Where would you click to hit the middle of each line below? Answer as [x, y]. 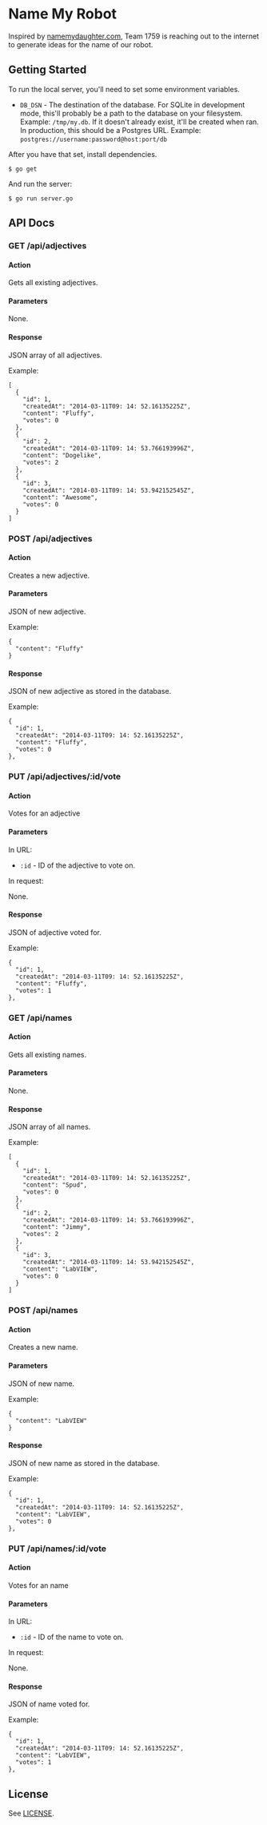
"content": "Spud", [55, 1185]
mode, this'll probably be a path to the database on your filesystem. [131, 113]
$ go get [23, 169]
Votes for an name [39, 1585]
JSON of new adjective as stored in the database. [90, 691]
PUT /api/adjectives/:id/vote [65, 776]
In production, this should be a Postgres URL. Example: [110, 130]
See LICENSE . [31, 1813]
